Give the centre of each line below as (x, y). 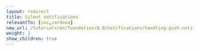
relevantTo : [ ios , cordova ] (40, 22)
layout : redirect (28, 11)
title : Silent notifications (42, 17)
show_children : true (32, 39)
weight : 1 (18, 33)
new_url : (17, 28)
